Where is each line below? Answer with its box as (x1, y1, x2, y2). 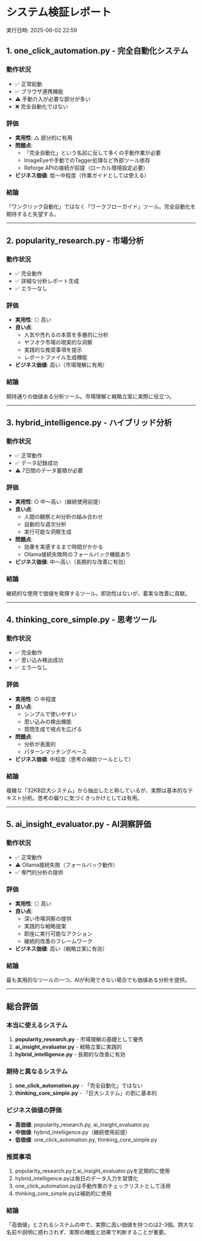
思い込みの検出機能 (23, 718, 72, 725)
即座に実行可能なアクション (23, 930, 93, 937)
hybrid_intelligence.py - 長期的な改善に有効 (14, 1051, 126, 1058)
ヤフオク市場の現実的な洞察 (23, 339, 93, 346)
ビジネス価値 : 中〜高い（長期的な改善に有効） (14, 558, 129, 565)
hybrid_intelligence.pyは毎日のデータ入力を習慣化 (14, 1174, 138, 1182)
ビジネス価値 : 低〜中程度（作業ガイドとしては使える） (14, 171, 150, 179)
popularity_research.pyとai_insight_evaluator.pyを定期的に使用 (14, 1167, 170, 1174)
